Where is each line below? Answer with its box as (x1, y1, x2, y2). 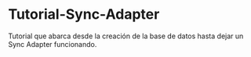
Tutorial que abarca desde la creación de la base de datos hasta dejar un (8, 31, 244, 41)
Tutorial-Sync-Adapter (8, 5, 160, 23)
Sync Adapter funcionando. (8, 39, 97, 48)
